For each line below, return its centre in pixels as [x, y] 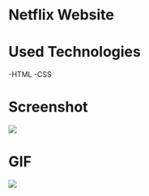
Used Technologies [75, 52]
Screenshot [48, 107]
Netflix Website [62, 15]
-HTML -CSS [30, 75]
